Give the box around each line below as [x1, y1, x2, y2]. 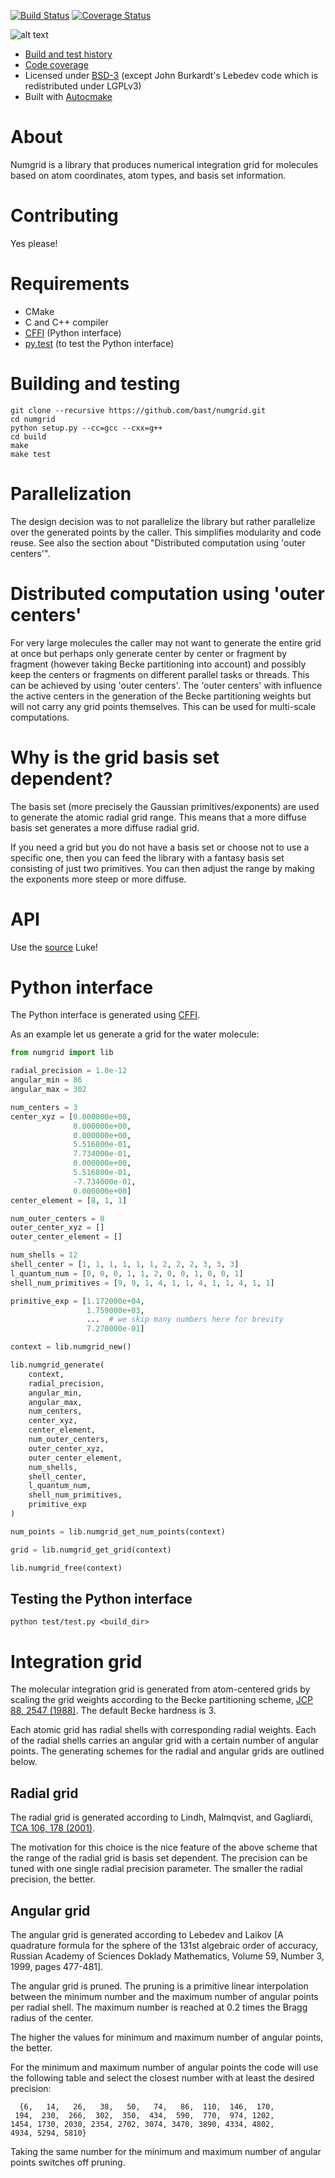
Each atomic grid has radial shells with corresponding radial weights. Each [10, 1724, 317, 1736]
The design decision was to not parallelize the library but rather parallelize [10, 515, 316, 527]
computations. [10, 711, 70, 723]
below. [10, 1756, 38, 1768]
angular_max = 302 [10, 1085, 87, 1095]
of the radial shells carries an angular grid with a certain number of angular [10, 1735, 319, 1747]
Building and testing [10, 373, 181, 395]
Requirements [10, 273, 130, 295]
